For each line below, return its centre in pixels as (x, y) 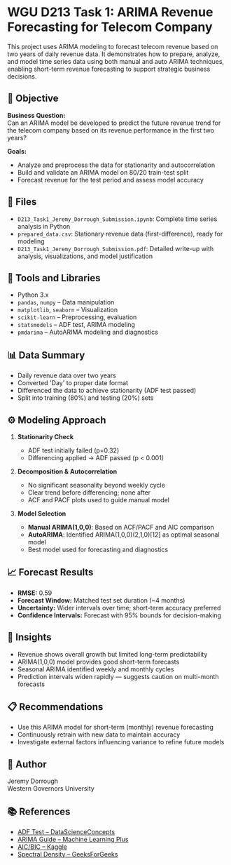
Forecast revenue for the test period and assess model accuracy (111, 180)
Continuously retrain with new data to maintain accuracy (99, 735)
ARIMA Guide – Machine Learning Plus (73, 840)
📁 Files (22, 202)
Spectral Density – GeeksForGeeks (68, 854)
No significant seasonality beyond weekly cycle (97, 485)
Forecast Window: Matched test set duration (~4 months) (101, 600)
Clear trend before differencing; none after (89, 492)
